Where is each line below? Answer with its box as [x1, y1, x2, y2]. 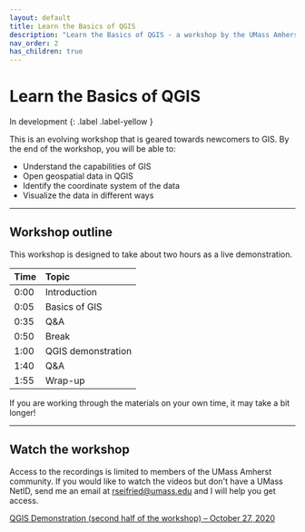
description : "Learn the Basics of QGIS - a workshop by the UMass [9, 30, 271, 39]
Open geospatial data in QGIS [22, 171, 134, 182]
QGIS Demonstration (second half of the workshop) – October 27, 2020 [9, 512, 275, 523]
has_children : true [9, 47, 84, 56]
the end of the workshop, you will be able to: [9, 143, 176, 154]
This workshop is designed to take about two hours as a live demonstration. [9, 249, 293, 260]
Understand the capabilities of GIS [22, 161, 152, 172]
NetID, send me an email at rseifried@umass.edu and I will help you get [9, 485, 277, 496]
